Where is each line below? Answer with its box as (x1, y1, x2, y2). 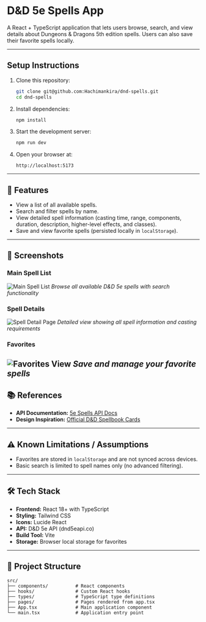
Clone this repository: (15, 76, 70, 84)
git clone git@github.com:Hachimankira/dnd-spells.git (15, 88, 159, 95)
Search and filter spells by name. (15, 208, 99, 215)
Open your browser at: (15, 151, 73, 158)
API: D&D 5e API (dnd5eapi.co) (15, 525, 94, 532)
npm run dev (15, 140, 46, 146)
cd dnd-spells (15, 94, 52, 100)
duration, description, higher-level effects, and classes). (15, 221, 157, 228)
